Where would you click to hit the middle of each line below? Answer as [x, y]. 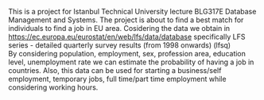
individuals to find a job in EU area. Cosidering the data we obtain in [119, 28]
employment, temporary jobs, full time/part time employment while [117, 79]
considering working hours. [53, 87]
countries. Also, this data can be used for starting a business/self [115, 70]
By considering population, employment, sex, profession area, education [127, 54]
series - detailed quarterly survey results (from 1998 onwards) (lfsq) [120, 45]
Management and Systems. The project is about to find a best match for [126, 20]
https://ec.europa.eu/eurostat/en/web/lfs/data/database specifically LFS [127, 37]
